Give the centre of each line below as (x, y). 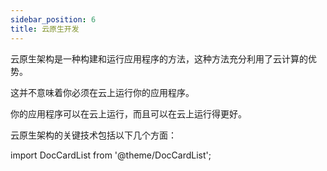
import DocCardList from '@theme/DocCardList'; (111, 155)
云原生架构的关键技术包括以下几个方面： (93, 135)
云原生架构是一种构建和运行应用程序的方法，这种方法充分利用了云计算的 (159, 58)
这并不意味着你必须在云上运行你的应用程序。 (102, 92)
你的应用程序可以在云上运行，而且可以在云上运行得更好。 (128, 113)
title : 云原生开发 (45, 29)
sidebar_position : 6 (53, 19)
